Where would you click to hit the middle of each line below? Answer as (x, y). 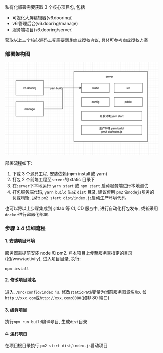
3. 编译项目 (16, 310)
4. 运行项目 (16, 333)
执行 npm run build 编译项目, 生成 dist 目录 (46, 322)
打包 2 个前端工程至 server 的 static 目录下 (53, 180)
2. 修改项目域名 (20, 280)
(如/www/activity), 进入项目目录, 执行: (43, 259)
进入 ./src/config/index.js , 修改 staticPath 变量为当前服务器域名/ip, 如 (76, 292)
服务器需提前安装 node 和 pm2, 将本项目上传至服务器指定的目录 (69, 253)
